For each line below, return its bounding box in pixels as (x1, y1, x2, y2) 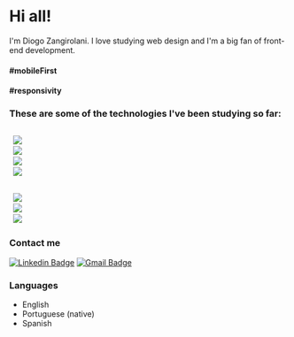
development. (25, 44, 75, 55)
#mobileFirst (9, 65, 58, 76)
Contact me (9, 237, 61, 249)
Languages (9, 279, 59, 291)
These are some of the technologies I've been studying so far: (9, 108, 282, 120)
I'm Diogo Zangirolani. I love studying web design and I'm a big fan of (9, 35, 262, 46)
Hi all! (9, 6, 52, 27)
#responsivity (9, 86, 62, 96)
